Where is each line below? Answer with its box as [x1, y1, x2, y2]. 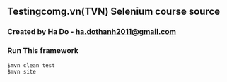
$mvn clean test [7, 61, 55, 69]
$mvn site [7, 68, 37, 75]
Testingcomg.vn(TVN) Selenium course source [7, 6, 221, 18]
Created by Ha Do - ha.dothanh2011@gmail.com [7, 27, 177, 37]
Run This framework [7, 46, 79, 56]
